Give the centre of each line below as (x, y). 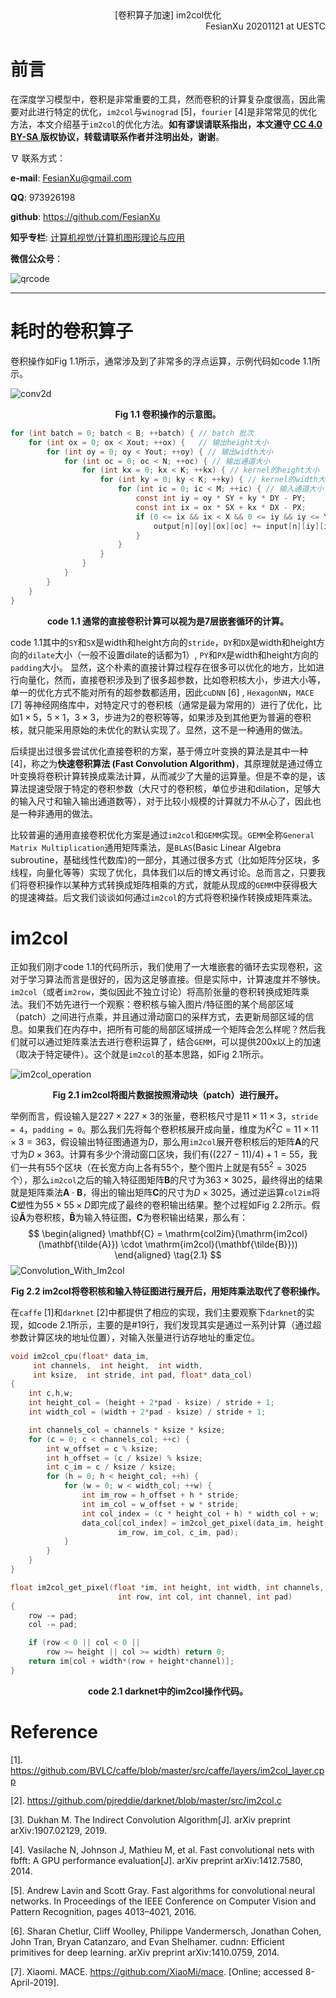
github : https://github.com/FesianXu (85, 216)
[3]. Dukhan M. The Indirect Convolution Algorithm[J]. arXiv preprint (150, 1819)
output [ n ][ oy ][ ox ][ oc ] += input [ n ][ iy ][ (239, 526)
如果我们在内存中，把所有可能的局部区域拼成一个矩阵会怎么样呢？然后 (172, 1029)
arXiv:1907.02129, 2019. (59, 1830)
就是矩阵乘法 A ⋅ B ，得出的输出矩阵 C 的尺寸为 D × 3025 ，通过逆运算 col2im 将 (165, 1192)
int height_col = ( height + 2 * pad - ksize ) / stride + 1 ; (151, 1403)
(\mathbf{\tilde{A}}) (78, 1244)
